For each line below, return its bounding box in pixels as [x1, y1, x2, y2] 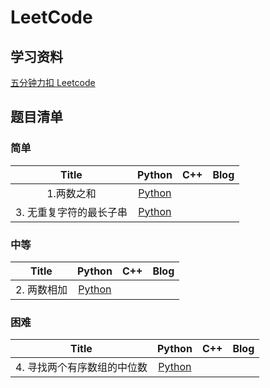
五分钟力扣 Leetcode [10, 77, 96, 88]
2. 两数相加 [15, 282, 68, 296]
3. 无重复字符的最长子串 [15, 205, 128, 219]
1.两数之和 [46, 186, 97, 200]
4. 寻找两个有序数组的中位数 [15, 361, 148, 375]
